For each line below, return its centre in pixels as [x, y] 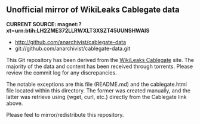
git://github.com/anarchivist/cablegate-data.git [73, 48]
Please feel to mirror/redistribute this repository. [65, 114]
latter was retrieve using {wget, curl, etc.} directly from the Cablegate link [96, 97]
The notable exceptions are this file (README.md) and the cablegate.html [96, 84]
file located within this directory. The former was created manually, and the [99, 90]
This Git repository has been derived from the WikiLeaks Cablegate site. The [100, 60]
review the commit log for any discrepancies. [62, 72]
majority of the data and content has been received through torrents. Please [100, 66]
